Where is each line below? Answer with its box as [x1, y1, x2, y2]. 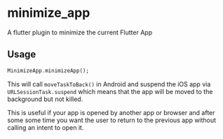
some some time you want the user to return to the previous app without [7, 116, 216, 124]
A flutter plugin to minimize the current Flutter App [7, 28, 153, 37]
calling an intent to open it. [7, 123, 84, 131]
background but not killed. [7, 95, 83, 103]
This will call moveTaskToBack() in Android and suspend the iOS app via [7, 79, 211, 88]
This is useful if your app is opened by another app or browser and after [7, 108, 215, 117]
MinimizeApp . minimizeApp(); [7, 67, 90, 74]
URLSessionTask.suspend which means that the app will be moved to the [7, 87, 213, 95]
